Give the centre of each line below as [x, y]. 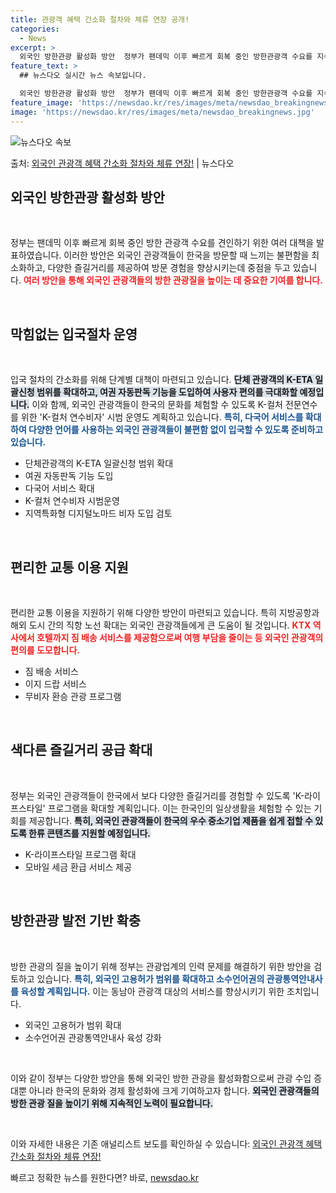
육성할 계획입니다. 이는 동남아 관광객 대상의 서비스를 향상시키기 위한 [152, 991]
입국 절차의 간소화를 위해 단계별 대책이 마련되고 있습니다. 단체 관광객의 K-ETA [162, 380]
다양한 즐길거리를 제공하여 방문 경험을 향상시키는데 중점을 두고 [169, 268]
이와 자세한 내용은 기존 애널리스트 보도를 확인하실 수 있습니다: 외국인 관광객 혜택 [166, 1143]
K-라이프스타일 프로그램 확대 [80, 854]
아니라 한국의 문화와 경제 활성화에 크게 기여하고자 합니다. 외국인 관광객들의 [174, 1090]
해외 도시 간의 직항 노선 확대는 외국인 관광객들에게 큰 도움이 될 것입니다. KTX [161, 625]
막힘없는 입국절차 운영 [74, 334]
